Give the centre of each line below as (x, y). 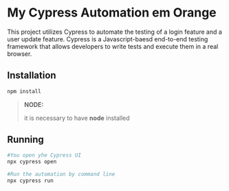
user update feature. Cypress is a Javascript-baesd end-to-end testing (108, 39)
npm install (24, 91)
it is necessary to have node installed (77, 118)
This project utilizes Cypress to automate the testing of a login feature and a (115, 32)
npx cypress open (32, 162)
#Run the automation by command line (61, 174)
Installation (32, 76)
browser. (20, 54)
